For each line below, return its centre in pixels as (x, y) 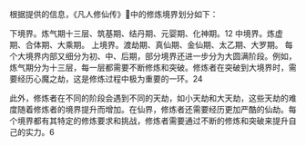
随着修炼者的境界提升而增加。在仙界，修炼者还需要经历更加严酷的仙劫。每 (157, 109)
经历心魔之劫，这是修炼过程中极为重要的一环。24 (110, 79)
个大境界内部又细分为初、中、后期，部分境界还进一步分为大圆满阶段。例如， (153, 56)
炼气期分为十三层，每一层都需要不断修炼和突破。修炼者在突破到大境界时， (149, 68)
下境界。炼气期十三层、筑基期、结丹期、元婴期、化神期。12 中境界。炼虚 (147, 34)
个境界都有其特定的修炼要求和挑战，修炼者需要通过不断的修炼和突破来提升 (149, 121)
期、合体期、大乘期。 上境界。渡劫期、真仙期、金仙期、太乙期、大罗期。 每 (151, 45)
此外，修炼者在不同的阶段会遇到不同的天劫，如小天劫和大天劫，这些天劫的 (149, 98)
